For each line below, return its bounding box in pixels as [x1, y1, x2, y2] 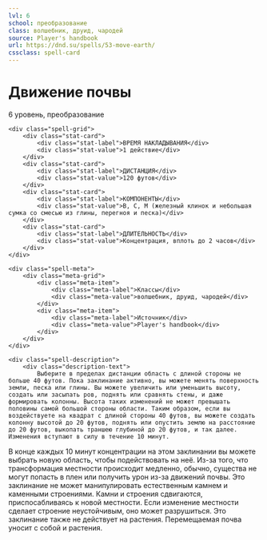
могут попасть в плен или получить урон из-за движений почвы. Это [8, 472, 245, 482]
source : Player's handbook [8, 34, 98, 42]
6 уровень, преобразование [8, 109, 105, 119]
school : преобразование [8, 19, 88, 27]
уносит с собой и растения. [8, 522, 103, 532]
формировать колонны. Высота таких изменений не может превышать [8, 397, 230, 406]
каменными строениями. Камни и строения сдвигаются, [8, 489, 203, 498]
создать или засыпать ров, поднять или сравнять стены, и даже [8, 391, 224, 399]
